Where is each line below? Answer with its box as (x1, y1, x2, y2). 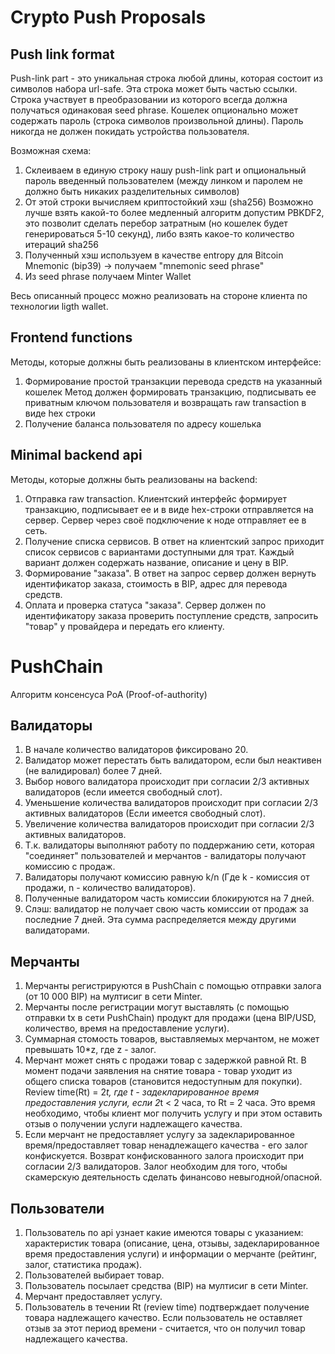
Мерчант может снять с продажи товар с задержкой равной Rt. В (24, 1054, 307, 1066)
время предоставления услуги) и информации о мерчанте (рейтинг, (24, 1248, 318, 1260)
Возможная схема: (10, 145, 92, 156)
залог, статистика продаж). (24, 1259, 143, 1270)
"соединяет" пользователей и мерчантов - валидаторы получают (24, 850, 307, 862)
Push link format (10, 46, 115, 63)
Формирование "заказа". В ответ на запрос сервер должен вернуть (24, 567, 317, 579)
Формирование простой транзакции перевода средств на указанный (24, 375, 323, 387)
